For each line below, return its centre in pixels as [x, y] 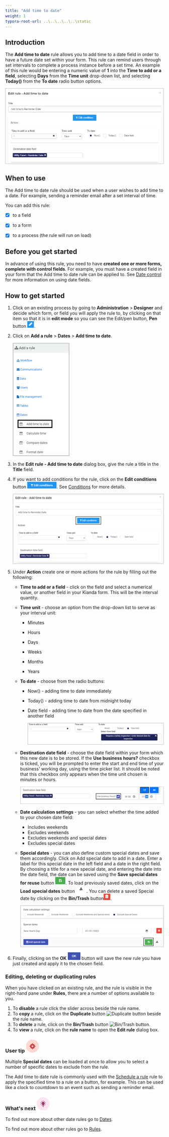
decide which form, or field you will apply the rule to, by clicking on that [87, 313]
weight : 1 [16, 16]
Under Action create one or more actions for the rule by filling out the [84, 572]
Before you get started [41, 251]
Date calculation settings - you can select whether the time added [90, 812]
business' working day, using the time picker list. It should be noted [90, 768]
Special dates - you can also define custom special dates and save [90, 853]
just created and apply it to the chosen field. [58, 964]
